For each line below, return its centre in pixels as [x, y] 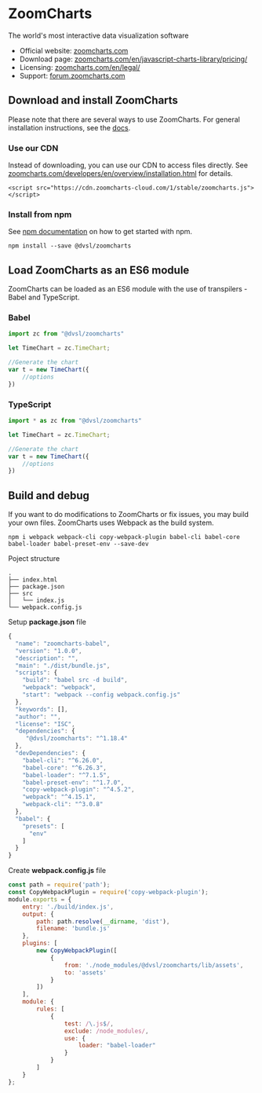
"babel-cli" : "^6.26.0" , [63, 760]
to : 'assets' [86, 972]
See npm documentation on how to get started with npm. [100, 232]
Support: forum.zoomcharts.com [72, 75]
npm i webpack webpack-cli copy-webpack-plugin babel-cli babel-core [124, 537]
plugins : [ [40, 944]
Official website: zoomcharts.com [74, 50]
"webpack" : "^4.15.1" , [59, 797]
